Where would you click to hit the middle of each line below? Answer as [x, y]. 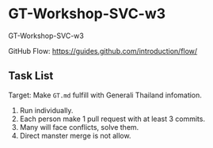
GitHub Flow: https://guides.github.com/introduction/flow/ [103, 51]
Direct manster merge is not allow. [75, 135]
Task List [31, 76]
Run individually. [46, 110]
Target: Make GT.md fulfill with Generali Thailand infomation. [105, 95]
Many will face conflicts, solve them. [79, 127]
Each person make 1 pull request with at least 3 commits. [112, 119]
